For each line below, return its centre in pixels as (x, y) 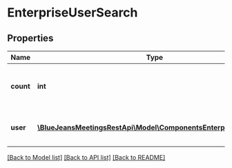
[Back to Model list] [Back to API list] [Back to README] (86, 157)
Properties (30, 38)
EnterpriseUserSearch (72, 13)
